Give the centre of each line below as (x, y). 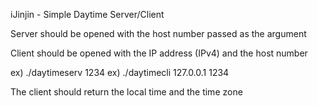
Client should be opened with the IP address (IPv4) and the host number (159, 53)
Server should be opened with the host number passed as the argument (158, 33)
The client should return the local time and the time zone (126, 92)
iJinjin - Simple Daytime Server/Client (87, 14)
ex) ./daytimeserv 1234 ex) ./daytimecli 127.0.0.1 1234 (120, 72)
